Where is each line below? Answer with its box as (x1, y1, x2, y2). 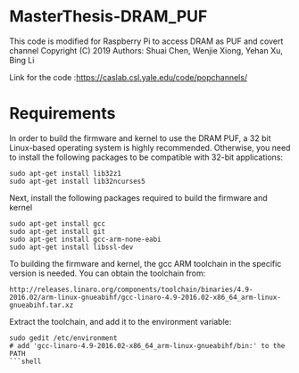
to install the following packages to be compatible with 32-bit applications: (9, 152, 284, 162)
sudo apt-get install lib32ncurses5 (9, 177, 145, 186)
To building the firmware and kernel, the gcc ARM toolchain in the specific (9, 258, 282, 269)
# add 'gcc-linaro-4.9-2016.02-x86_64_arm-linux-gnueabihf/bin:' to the (9, 341, 286, 350)
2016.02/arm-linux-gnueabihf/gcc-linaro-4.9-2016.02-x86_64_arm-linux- (9, 293, 281, 302)
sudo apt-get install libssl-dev (9, 243, 134, 252)
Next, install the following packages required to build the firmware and (9, 192, 268, 203)
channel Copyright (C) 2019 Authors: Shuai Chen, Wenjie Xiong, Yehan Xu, (9, 45, 284, 55)
